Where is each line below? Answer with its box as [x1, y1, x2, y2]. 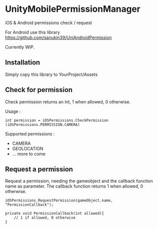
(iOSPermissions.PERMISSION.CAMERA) [5, 122, 80, 127]
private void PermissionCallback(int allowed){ [5, 211, 105, 216]
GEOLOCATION [12, 145, 44, 151]
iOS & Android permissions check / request [5, 20, 92, 26]
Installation [5, 58, 40, 67]
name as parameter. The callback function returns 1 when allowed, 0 [5, 183, 143, 189]
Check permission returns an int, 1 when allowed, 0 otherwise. [5, 98, 131, 104]
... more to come [12, 151, 46, 157]
